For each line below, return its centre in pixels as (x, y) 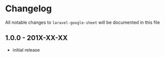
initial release (26, 50)
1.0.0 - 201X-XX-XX (36, 38)
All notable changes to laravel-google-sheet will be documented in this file (82, 22)
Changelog (28, 9)
